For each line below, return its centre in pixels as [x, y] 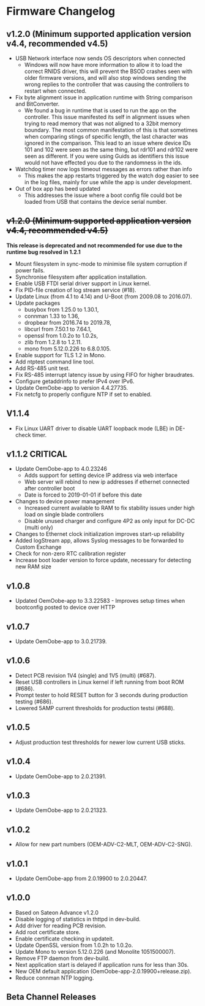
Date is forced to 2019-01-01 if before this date [83, 495]
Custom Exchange [38, 547]
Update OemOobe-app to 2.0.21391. [61, 776]
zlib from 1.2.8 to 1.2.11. [53, 342]
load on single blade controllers [64, 514]
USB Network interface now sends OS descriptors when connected [100, 58]
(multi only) [39, 528]
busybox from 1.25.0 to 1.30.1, [61, 309]
